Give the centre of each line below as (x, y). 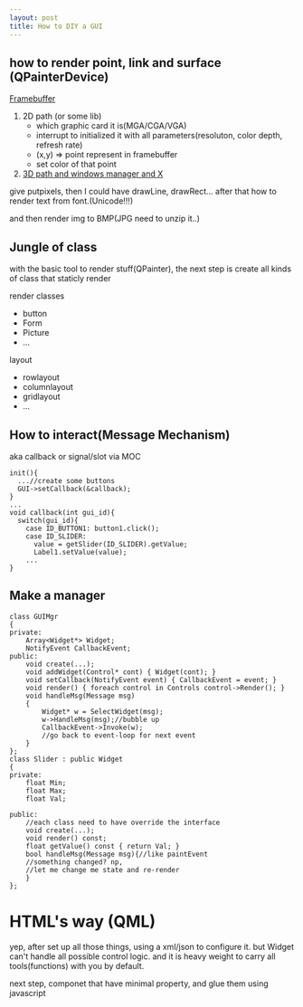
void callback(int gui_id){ (62, 512)
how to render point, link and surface (115, 63)
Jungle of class (53, 247)
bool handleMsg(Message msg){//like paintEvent (117, 854)
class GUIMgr (34, 616)
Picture (36, 333)
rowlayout (41, 377)
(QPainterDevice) (59, 76)
